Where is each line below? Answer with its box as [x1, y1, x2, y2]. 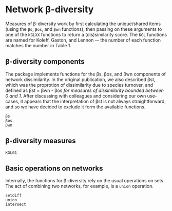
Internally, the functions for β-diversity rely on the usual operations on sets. [5, 178, 165, 184]
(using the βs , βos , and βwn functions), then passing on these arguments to [5, 26, 162, 32]
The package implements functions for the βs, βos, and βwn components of [5, 71, 166, 77]
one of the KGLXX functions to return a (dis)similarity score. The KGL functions [5, 31, 167, 37]
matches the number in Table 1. [5, 42, 72, 48]
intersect [5, 202, 27, 207]
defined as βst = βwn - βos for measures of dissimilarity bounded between [5, 87, 164, 93]
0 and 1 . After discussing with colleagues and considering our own [5, 92, 146, 99]
